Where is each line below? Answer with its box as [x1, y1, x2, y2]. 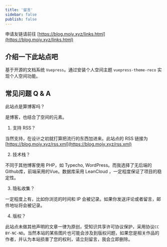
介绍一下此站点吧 [5, 52, 58, 61]
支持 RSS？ [12, 125, 36, 131]
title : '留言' [5, 7, 34, 13]
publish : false [5, 17, 37, 22]
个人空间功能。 [9, 73, 41, 79]
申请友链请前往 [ [5, 31, 39, 37]
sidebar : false [5, 12, 37, 17]
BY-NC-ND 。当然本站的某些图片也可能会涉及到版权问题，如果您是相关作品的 [5, 230, 159, 236]
